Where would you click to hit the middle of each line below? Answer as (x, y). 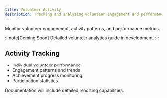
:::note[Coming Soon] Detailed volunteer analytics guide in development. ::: (82, 38)
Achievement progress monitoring (47, 76)
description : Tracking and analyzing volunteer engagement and (72, 14)
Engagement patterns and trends (46, 70)
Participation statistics (35, 81)
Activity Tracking (32, 53)
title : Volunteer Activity (33, 10)
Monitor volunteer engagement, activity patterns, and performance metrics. (83, 28)
